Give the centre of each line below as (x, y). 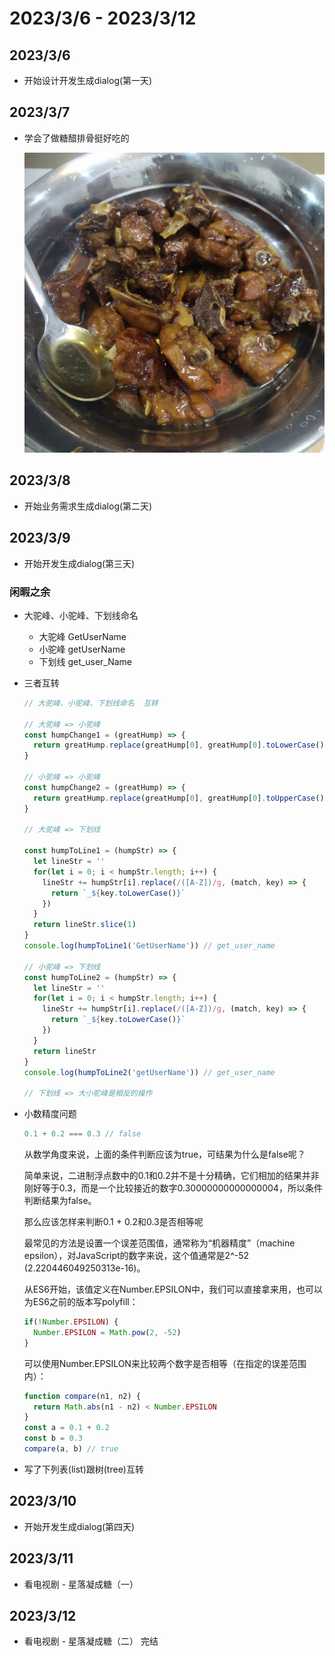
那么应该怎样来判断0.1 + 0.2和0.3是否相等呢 (113, 1222)
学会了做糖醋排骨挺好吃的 (76, 138)
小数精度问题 (50, 1114)
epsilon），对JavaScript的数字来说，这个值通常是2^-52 (136, 1256)
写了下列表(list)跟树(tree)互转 (83, 1469)
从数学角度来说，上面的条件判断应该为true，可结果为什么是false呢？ (164, 1154)
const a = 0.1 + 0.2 (66, 1428)
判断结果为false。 (60, 1201)
